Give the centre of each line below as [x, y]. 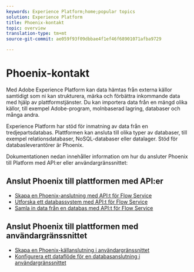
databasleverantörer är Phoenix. [45, 145]
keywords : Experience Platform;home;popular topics [71, 12]
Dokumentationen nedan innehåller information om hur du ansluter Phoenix [97, 156]
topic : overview [26, 28]
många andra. [23, 114]
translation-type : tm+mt [36, 34]
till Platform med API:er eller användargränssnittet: [67, 162]
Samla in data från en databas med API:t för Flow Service [84, 208]
